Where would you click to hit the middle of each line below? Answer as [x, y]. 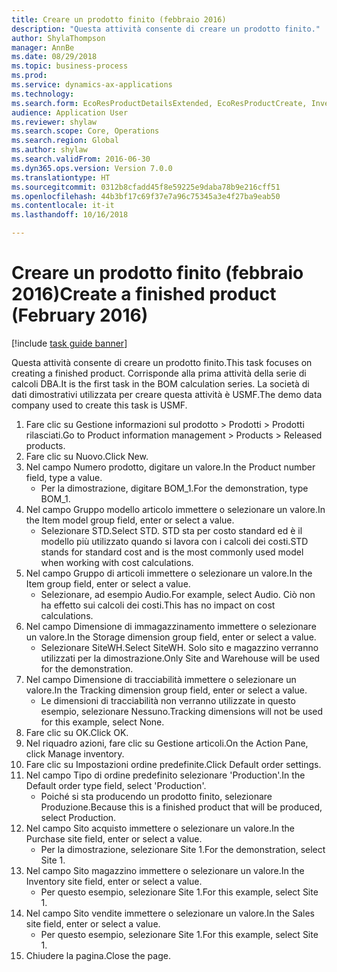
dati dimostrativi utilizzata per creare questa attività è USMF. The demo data [167, 394]
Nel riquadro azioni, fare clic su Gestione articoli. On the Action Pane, [167, 743]
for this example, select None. [102, 722]
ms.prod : [29, 76]
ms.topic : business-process [70, 66]
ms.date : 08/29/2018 [54, 57]
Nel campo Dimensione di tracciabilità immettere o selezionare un [161, 679]
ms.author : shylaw [49, 150]
